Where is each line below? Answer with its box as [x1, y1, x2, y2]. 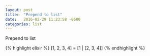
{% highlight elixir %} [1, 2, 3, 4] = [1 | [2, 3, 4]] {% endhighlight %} [5, 45, 145, 51]
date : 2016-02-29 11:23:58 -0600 [5, 17, 81, 22]
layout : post [5, 7, 33, 13]
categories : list [5, 21, 42, 27]
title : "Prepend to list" [5, 12, 63, 17]
